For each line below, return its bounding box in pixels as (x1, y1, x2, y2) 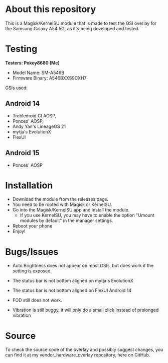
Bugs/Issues (5, 246, 59, 257)
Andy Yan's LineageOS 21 (12, 123, 66, 129)
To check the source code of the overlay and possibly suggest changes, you (5, 346, 163, 353)
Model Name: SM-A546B (12, 69, 65, 76)
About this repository (5, 4, 96, 15)
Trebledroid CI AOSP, (12, 112, 57, 119)
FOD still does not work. (12, 297, 63, 303)
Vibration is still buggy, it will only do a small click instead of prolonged (12, 307, 159, 313)
